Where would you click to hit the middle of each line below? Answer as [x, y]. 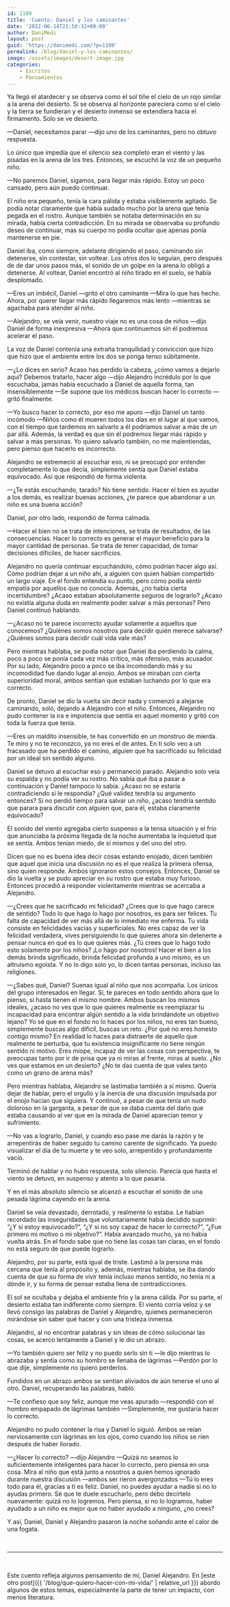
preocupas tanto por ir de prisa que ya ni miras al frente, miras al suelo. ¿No [114, 1058]
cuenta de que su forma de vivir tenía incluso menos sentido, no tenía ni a [111, 1277]
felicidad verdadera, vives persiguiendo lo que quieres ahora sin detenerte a [115, 935]
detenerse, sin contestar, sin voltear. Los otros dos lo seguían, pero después [115, 258]
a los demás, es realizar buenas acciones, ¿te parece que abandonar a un [111, 497]
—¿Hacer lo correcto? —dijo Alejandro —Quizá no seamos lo [93, 1457]
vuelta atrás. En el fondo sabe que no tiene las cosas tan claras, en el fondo [114, 1242]
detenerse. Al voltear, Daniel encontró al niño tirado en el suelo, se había [109, 273]
